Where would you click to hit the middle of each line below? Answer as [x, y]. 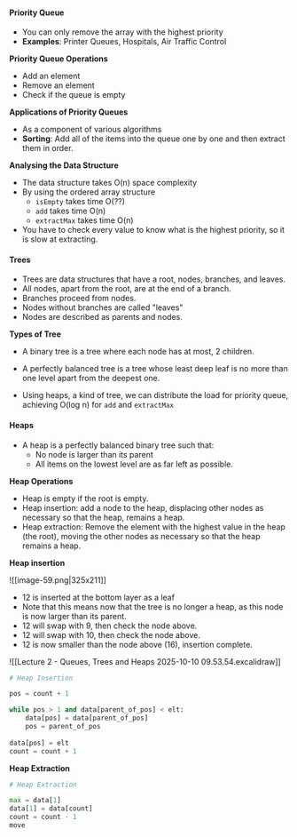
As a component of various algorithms [92, 130]
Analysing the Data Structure [64, 165]
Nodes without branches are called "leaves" [102, 307]
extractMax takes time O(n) [85, 220]
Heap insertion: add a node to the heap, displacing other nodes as [143, 507]
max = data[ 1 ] [35, 801]
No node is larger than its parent [94, 454]
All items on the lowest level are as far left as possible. [134, 464]
